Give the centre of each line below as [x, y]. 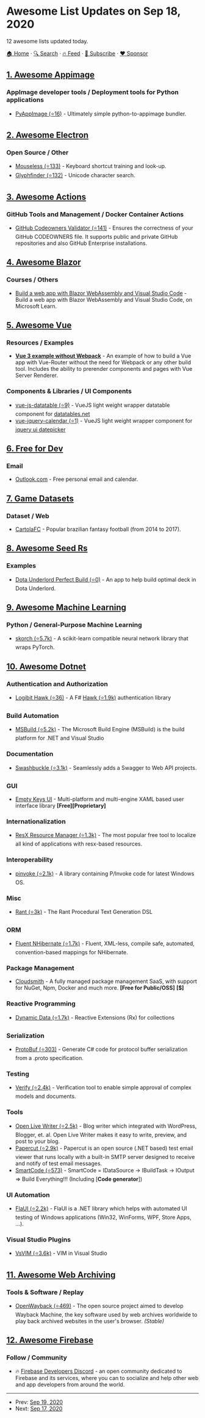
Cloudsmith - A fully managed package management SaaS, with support [106, 981]
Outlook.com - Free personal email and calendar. [77, 479]
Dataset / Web [28, 516]
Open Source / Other [38, 152]
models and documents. [45, 1096]
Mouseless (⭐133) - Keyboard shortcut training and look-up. [91, 166]
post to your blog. [37, 1141]
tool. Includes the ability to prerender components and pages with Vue [104, 369]
